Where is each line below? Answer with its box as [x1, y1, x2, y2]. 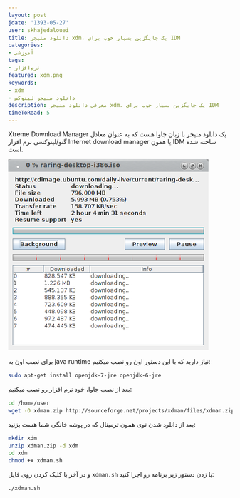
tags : [8, 57, 24, 64]
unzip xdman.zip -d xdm [8, 442, 79, 449]
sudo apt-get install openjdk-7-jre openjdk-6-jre [8, 372, 162, 379]
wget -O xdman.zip [8, 407, 63, 414]
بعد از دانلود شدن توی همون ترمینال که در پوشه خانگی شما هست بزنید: [8, 420, 196, 428]
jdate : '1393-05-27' [8, 19, 70, 26]
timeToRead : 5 [8, 109, 51, 117]
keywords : [8, 79, 38, 86]
